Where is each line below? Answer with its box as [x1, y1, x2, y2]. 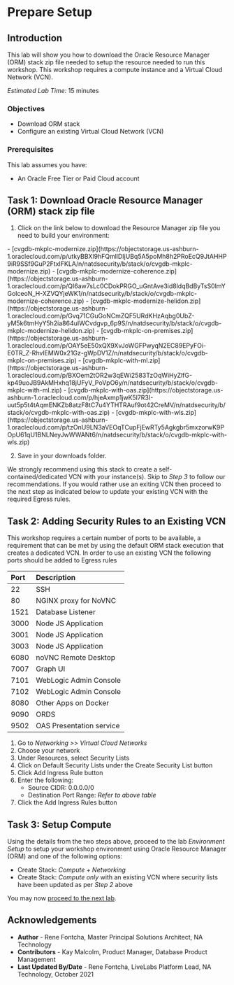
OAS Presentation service [36, 721, 120, 731]
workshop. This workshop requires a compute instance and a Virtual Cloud [7, 66, 223, 73]
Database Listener [36, 607, 96, 617]
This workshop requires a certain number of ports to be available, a [7, 534, 201, 542]
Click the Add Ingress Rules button [17, 798, 117, 807]
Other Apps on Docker [36, 698, 110, 708]
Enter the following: [17, 776, 74, 784]
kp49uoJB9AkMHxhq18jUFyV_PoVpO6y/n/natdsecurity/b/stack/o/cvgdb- [7, 378, 219, 387]
